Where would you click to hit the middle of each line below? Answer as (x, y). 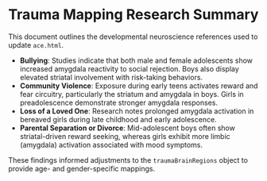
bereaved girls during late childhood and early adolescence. (118, 119)
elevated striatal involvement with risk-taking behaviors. (111, 77)
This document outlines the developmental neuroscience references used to (133, 37)
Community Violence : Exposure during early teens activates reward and (139, 86)
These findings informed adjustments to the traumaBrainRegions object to (128, 160)
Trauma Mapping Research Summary (133, 15)
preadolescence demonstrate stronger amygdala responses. (119, 102)
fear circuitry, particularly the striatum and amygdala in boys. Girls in (132, 94)
